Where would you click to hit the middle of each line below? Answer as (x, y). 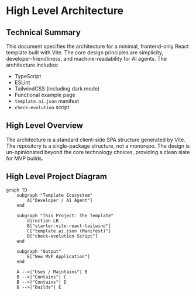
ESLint (22, 82)
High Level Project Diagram (56, 177)
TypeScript (28, 76)
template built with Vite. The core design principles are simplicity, (85, 53)
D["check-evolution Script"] (63, 236)
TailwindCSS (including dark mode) (57, 88)
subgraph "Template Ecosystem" (55, 195)
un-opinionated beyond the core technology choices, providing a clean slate (98, 152)
